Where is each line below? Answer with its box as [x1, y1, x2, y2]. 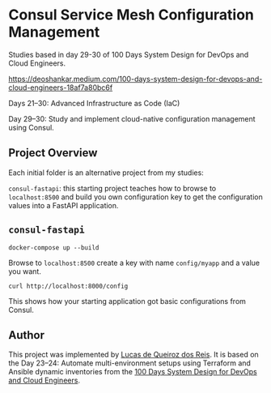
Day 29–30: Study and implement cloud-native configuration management [8, 113, 256, 123]
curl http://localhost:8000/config [8, 282, 129, 290]
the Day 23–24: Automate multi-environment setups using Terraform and [8, 358, 251, 368]
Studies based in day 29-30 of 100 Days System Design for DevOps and [8, 49, 249, 59]
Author [8, 328, 44, 342]
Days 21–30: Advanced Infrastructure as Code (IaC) [8, 98, 180, 108]
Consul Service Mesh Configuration [8, 6, 255, 24]
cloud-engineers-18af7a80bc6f [8, 83, 113, 92]
